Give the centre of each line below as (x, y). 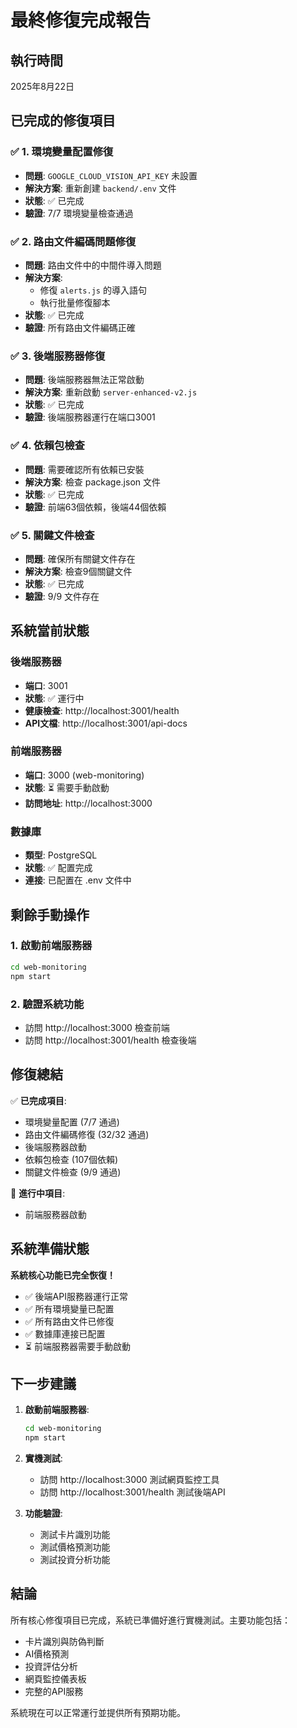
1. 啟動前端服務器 (51, 946)
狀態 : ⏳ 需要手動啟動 (67, 787)
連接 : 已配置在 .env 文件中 (78, 880)
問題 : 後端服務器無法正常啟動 (84, 380)
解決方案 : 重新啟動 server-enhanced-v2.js (111, 392)
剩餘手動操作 (50, 914)
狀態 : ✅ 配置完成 (58, 868)
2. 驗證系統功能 (47, 1004)
